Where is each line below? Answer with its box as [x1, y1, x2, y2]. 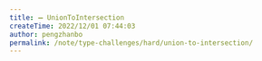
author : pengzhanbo [9, 30, 83, 39]
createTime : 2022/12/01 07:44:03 [9, 22, 136, 30]
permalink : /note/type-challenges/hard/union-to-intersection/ [9, 38, 254, 48]
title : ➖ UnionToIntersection [9, 13, 125, 22]
